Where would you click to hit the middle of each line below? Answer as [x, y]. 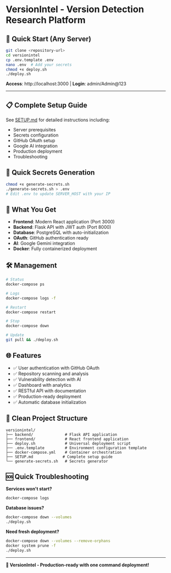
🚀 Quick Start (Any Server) [48, 39]
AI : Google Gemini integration [44, 243]
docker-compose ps [25, 284]
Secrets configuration [36, 135]
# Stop [13, 321]
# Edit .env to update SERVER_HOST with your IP [58, 194]
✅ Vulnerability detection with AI [47, 379]
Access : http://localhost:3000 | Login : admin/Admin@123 [66, 84]
